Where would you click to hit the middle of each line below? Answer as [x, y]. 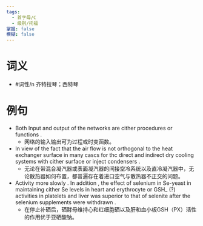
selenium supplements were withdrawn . [65, 202]
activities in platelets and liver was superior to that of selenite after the [103, 196]
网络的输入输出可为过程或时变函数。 [69, 142]
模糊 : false [20, 35]
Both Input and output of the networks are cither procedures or [94, 128]
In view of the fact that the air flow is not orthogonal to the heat [94, 148]
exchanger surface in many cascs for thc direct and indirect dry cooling [104, 155]
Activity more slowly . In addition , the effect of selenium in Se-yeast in [103, 183]
